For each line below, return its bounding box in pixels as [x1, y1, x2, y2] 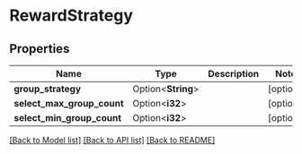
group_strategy [13, 82, 82, 95]
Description [208, 68, 259, 80]
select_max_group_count [13, 98, 124, 109]
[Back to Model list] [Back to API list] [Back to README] [9, 135, 216, 145]
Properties [9, 41, 70, 56]
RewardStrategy [9, 5, 133, 26]
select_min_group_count [13, 112, 122, 124]
